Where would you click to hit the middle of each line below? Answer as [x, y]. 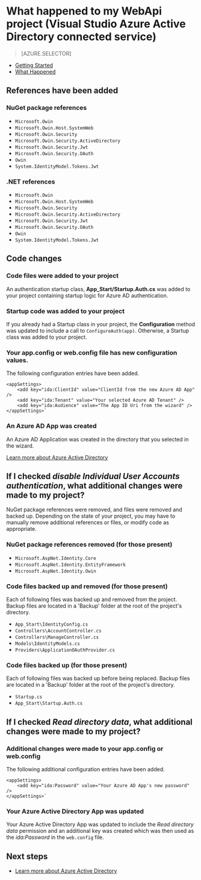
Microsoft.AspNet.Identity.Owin [55, 571]
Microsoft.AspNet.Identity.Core [55, 558]
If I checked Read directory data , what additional [99, 722]
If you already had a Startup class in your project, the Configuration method [101, 324]
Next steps [27, 856]
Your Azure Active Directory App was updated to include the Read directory [100, 824]
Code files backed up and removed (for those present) [87, 586]
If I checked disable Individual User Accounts [93, 476]
